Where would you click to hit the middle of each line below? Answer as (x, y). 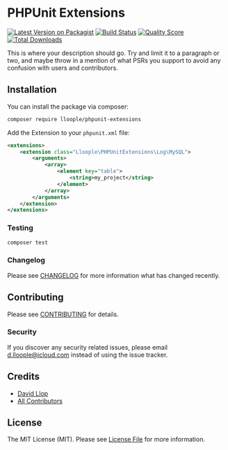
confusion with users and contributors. (63, 68)
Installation (32, 90)
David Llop (33, 393)
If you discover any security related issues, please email (88, 347)
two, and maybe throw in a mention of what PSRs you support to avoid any (114, 60)
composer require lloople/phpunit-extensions (74, 119)
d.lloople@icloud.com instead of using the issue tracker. (88, 355)
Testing (20, 228)
